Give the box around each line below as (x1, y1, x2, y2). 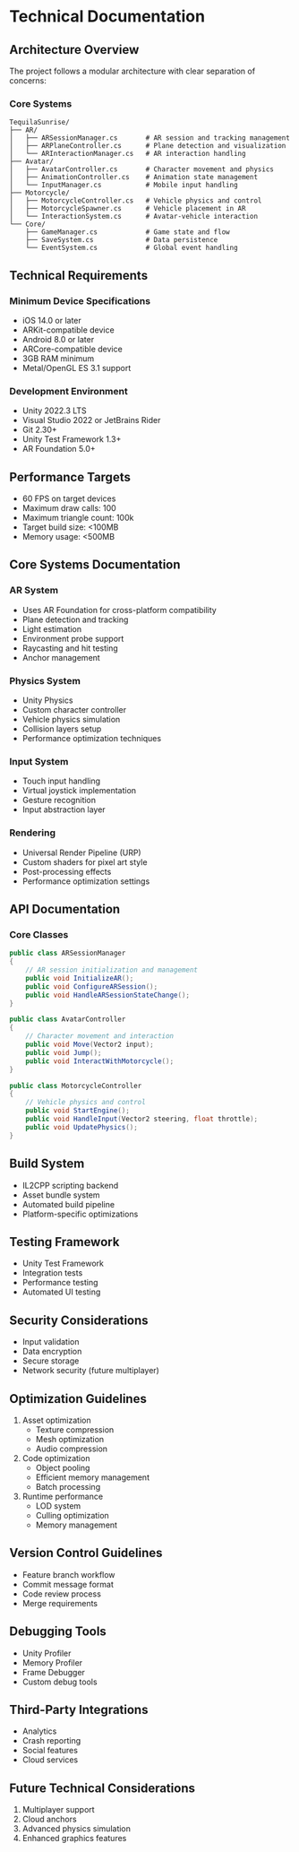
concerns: (9, 75, 47, 86)
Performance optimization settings (21, 876, 150, 887)
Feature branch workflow (21, 1569, 115, 1579)
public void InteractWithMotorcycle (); (25, 1056, 175, 1066)
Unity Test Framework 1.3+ (21, 434, 122, 445)
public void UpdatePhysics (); (25, 1122, 139, 1131)
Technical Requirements (9, 267, 149, 283)
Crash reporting (21, 1735, 81, 1746)
